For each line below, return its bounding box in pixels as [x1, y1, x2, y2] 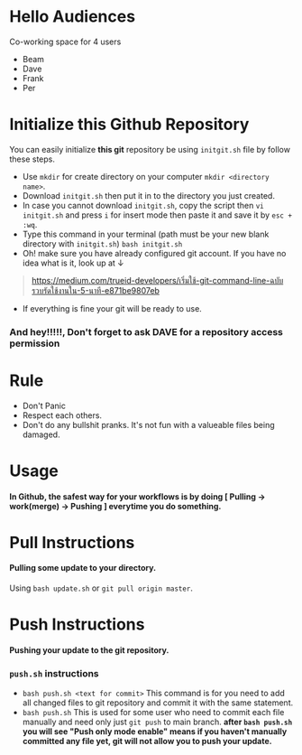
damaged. [22, 429, 60, 440]
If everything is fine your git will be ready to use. [22, 303, 203, 313]
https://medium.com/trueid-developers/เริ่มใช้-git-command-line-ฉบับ [31, 275, 284, 285]
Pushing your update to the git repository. [9, 644, 169, 656]
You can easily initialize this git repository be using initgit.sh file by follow [9, 144, 291, 154]
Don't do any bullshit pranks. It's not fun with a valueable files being [22, 419, 275, 430]
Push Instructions [9, 614, 145, 635]
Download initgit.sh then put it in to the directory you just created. [22, 190, 275, 200]
